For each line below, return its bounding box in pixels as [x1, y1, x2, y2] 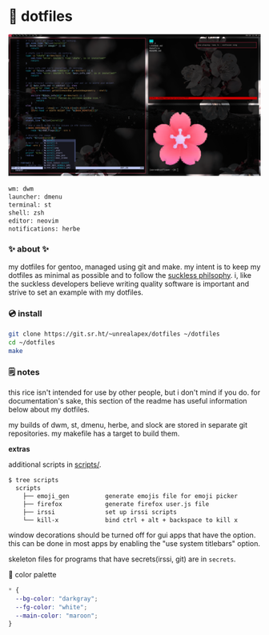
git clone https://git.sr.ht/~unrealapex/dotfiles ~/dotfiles [8, 330, 220, 339]
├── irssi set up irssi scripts [22, 508, 178, 516]
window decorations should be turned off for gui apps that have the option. [8, 530, 256, 540]
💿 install [8, 307, 42, 319]
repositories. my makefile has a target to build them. [8, 428, 180, 438]
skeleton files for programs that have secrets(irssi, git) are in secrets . [8, 554, 236, 564]
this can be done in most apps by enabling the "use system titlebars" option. [8, 538, 260, 548]
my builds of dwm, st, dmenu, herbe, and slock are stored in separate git [8, 420, 248, 429]
